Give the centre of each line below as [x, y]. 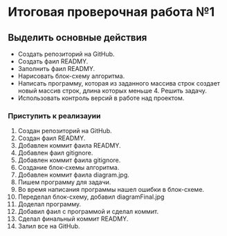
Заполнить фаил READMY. [56, 69]
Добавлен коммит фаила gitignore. [69, 160]
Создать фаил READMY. [53, 61]
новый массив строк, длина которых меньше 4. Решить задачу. [112, 91]
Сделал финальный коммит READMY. [73, 219]
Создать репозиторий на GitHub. [66, 54]
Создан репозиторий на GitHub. [65, 131]
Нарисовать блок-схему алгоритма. [71, 76]
